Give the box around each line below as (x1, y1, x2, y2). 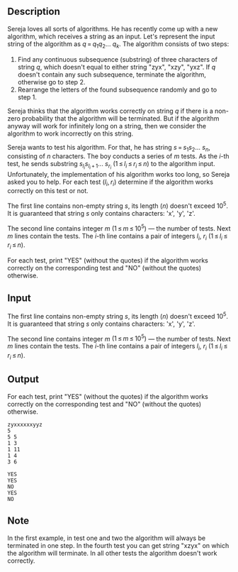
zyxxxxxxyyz (7, 421, 42, 428)
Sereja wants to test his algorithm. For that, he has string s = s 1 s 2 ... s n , (7, 143, 211, 153)
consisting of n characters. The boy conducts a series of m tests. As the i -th (7, 152, 229, 160)
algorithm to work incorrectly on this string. (7, 129, 133, 138)
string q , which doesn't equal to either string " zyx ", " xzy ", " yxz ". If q (17, 62, 216, 71)
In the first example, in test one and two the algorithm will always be (7, 534, 206, 542)
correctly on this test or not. (7, 187, 89, 195)
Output (7, 373, 39, 385)
